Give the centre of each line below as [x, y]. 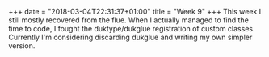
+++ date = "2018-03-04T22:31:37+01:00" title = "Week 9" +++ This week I [135, 12]
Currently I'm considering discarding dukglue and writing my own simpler [130, 37]
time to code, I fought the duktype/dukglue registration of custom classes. [132, 28]
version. [22, 46]
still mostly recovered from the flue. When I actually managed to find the [128, 20]
